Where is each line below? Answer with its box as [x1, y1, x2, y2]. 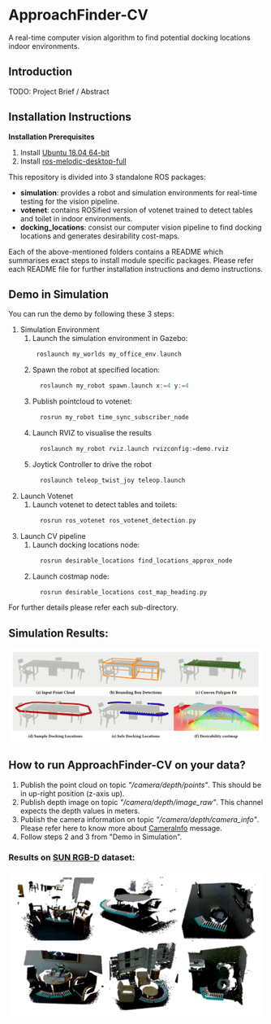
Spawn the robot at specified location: [32, 365, 161, 375]
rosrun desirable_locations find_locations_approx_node [39, 556, 233, 565]
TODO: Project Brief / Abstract [8, 86, 110, 96]
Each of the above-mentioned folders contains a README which [8, 247, 224, 256]
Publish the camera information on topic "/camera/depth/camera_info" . [19, 814, 260, 824]
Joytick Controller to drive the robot [32, 459, 153, 469]
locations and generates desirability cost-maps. [19, 230, 180, 241]
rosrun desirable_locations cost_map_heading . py [39, 588, 208, 596]
